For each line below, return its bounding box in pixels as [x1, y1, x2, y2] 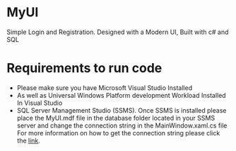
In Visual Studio [16, 99, 63, 107]
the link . [16, 136, 40, 145]
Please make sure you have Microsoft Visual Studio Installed [16, 83, 192, 92]
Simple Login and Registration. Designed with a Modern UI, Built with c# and [6, 28, 229, 36]
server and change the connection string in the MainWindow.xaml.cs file [16, 121, 228, 130]
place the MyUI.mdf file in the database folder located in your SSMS [16, 113, 216, 122]
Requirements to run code [6, 60, 163, 77]
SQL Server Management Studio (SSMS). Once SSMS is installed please [16, 106, 227, 114]
